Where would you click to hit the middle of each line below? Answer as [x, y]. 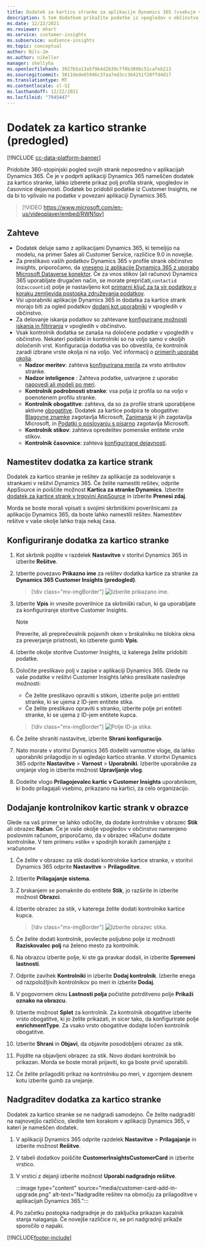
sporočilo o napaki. [40, 1226]
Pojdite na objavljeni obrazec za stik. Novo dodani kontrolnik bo [96, 1055]
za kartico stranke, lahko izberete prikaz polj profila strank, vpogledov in [98, 182]
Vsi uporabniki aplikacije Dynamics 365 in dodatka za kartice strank [101, 300]
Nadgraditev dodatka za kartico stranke [84, 1100]
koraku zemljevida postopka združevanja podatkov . [80, 293]
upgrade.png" [33, 1194]
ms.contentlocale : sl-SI [39, 86]
